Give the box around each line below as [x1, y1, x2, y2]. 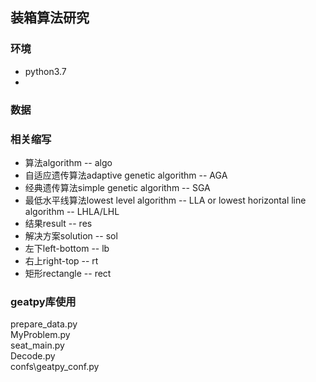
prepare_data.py [10, 318, 78, 330]
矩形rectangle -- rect [24, 267, 112, 279]
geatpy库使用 [10, 294, 77, 308]
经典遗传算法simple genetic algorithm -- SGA [24, 181, 211, 193]
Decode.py [10, 350, 56, 362]
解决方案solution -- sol [24, 229, 118, 242]
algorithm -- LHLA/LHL [24, 205, 120, 217]
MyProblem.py [10, 329, 71, 341]
